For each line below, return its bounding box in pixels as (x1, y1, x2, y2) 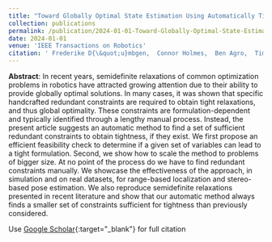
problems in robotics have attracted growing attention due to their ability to (8, 80, 258, 90)
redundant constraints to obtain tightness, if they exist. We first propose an (8, 131, 258, 141)
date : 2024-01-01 (8, 34, 67, 43)
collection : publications (8, 19, 96, 27)
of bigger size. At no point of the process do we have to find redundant (8, 157, 245, 166)
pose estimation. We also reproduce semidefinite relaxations (31, 183, 233, 192)
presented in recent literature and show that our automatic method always (8, 191, 255, 201)
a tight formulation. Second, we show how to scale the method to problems (8, 148, 259, 158)
